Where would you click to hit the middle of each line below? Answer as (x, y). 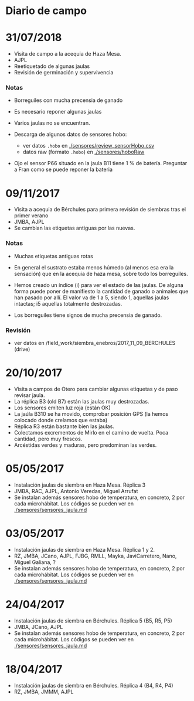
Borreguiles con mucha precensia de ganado (68, 100)
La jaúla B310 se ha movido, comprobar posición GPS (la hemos (91, 413)
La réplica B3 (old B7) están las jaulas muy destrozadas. (81, 401)
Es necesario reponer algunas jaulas (58, 112)
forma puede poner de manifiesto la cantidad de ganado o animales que (101, 291)
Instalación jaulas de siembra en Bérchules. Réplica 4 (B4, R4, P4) (93, 685)
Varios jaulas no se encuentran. (52, 123)
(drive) (22, 349)
